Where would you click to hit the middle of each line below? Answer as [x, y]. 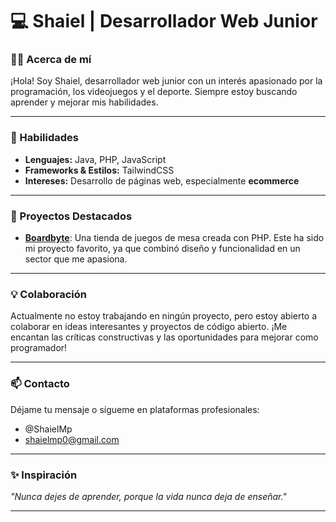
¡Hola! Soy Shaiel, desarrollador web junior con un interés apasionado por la [166, 81]
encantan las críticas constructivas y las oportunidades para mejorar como [164, 337]
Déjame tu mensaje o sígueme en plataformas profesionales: [135, 409]
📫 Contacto [40, 384]
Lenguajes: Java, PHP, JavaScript [95, 159]
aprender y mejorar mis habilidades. [84, 102]
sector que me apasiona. [76, 259]
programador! [39, 348]
